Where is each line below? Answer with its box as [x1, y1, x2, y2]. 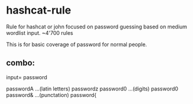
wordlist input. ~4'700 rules [6, 29, 74, 36]
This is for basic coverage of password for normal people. [6, 41, 148, 48]
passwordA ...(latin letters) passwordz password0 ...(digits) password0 [6, 85, 179, 92]
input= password [6, 73, 47, 80]
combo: [6, 58, 35, 68]
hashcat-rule [6, 4, 71, 17]
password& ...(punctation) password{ [6, 91, 97, 98]
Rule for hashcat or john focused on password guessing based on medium [6, 23, 188, 30]
